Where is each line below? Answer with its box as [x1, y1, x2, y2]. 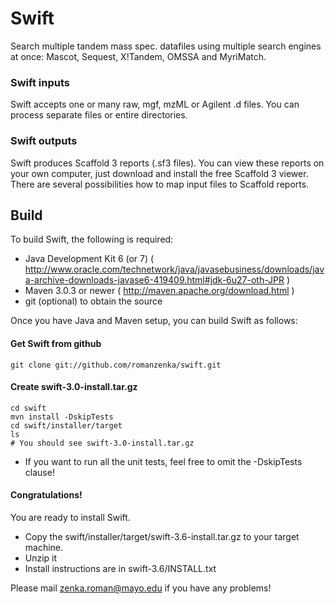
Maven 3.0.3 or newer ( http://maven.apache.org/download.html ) [24, 285, 295, 297]
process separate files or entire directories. [10, 109, 188, 121]
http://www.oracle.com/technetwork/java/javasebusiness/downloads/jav [24, 263, 325, 276]
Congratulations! [10, 489, 83, 501]
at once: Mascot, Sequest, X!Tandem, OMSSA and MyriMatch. [10, 50, 267, 62]
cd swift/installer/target [10, 420, 123, 431]
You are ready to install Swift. [10, 511, 131, 523]
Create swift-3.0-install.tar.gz [10, 381, 138, 393]
